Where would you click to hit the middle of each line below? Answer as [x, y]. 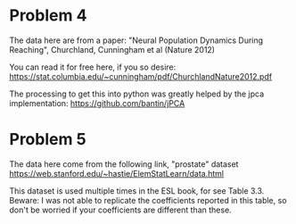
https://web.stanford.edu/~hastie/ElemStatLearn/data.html [117, 173]
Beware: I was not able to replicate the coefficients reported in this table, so [148, 200]
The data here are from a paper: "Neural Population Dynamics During [136, 40]
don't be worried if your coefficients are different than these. [120, 210]
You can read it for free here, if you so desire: [93, 67]
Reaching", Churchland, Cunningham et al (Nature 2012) [112, 49]
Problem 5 [48, 140]
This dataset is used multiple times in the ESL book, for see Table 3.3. [137, 191]
